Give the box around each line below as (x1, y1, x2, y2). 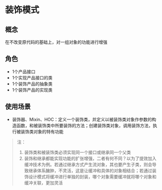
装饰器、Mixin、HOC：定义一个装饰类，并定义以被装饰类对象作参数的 (12, 116, 152, 122)
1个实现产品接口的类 (12, 75, 53, 80)
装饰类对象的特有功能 (20, 129, 64, 134)
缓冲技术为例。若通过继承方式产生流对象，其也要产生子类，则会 (24, 161, 152, 167)
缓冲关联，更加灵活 (24, 180, 63, 186)
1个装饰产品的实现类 (12, 87, 53, 93)
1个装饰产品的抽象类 (12, 81, 53, 87)
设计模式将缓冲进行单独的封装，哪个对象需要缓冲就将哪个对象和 (28, 173, 157, 179)
